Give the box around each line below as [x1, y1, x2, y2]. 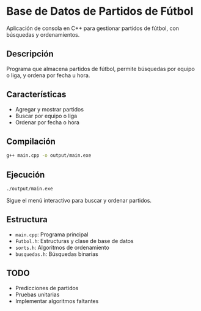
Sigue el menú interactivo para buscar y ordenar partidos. [6, 197, 152, 204]
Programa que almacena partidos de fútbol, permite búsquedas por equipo [6, 65, 196, 72]
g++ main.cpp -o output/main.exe [6, 152, 92, 159]
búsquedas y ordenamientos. [6, 31, 80, 38]
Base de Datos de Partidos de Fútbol [6, 4, 194, 18]
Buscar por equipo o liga [15, 112, 78, 119]
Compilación [6, 136, 56, 146]
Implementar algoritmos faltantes [15, 297, 99, 304]
